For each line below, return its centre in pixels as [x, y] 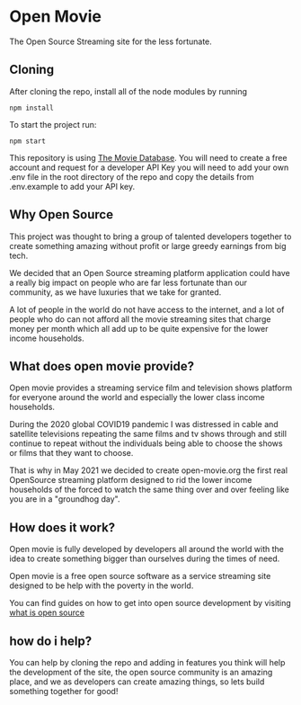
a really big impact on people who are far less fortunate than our [128, 282]
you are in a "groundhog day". [65, 499]
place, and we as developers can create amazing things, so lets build [137, 682]
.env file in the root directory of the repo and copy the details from [132, 176]
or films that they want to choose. [71, 453]
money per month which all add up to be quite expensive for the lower [139, 328]
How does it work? [62, 527]
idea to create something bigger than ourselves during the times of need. [145, 558]
